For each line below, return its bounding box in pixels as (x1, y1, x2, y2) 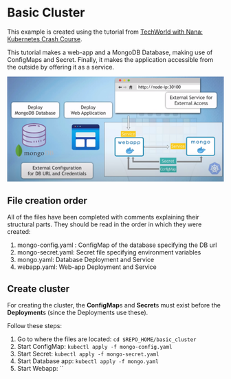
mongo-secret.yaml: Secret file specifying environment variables (16, 248, 201, 257)
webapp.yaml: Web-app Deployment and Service (16, 263, 157, 271)
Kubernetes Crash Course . (7, 34, 82, 43)
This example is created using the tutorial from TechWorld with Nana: (7, 28, 203, 36)
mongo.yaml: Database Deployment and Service (16, 256, 155, 264)
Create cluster (7, 283, 70, 294)
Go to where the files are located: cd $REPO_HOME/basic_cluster (16, 335, 197, 343)
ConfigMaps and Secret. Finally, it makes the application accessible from (7, 55, 214, 63)
